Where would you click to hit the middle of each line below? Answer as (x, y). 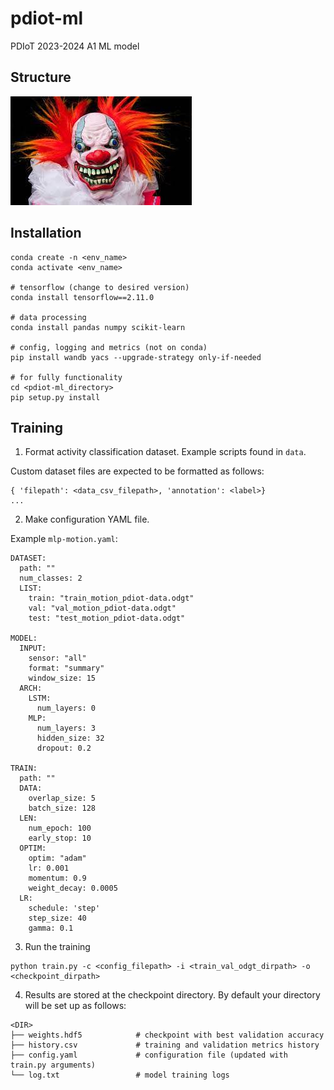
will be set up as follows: (75, 1006)
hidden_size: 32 (70, 738)
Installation (46, 233)
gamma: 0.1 (51, 928)
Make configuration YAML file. (87, 519)
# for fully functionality (66, 377)
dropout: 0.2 (64, 748)
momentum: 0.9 (57, 878)
